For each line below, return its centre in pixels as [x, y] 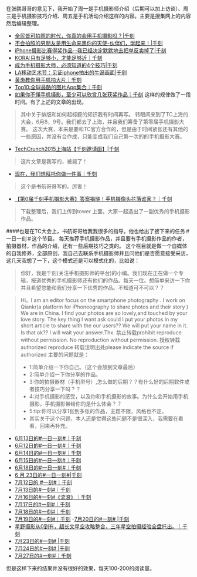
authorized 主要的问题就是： [55, 355]
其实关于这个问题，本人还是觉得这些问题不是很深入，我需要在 [104, 418]
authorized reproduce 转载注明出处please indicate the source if [97, 347]
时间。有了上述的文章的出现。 [50, 102]
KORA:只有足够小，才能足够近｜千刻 [58, 58]
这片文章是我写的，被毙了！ [54, 161]
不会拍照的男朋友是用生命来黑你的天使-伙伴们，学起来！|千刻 [89, 43]
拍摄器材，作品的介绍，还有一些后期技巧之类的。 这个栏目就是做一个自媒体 [97, 246]
